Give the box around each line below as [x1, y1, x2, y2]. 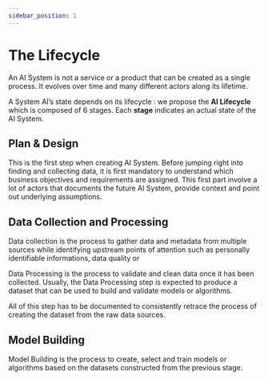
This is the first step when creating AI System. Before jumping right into [8, 158, 244, 168]
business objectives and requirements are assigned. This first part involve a [8, 175, 258, 185]
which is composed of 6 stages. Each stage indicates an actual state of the [8, 105, 257, 114]
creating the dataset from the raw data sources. [8, 310, 166, 320]
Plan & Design [8, 137, 79, 150]
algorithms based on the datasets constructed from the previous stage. [8, 363, 243, 372]
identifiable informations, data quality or [8, 254, 140, 263]
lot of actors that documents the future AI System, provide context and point [8, 183, 260, 193]
